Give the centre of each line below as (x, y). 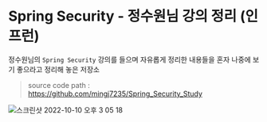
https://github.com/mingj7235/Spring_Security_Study (115, 93)
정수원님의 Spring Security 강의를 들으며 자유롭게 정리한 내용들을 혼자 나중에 (130, 59)
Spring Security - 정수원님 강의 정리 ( (127, 16)
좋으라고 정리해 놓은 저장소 (58, 69)
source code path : (59, 85)
